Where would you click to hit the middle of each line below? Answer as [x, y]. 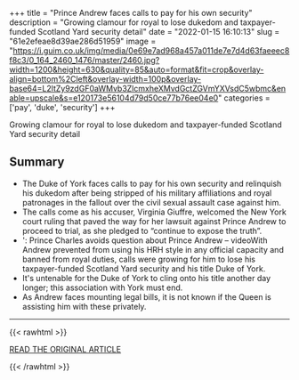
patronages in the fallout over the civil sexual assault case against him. [152, 202]
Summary [37, 162]
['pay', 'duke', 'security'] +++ [62, 107]
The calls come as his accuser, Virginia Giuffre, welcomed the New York [154, 212]
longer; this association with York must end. [102, 287]
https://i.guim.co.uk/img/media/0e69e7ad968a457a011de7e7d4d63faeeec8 [151, 51]
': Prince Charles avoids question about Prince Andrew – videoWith [145, 240]
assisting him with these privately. [84, 306]
